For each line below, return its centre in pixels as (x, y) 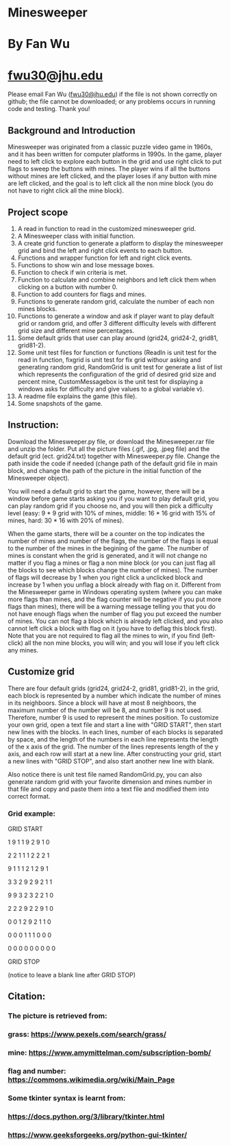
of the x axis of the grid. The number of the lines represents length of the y (113, 746)
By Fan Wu (39, 44)
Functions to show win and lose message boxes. (86, 265)
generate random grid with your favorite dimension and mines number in (110, 781)
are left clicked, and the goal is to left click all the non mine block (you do (111, 184)
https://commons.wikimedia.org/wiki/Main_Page (91, 1080)
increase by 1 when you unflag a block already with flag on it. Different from (114, 585)
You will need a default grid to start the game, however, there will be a (106, 491)
